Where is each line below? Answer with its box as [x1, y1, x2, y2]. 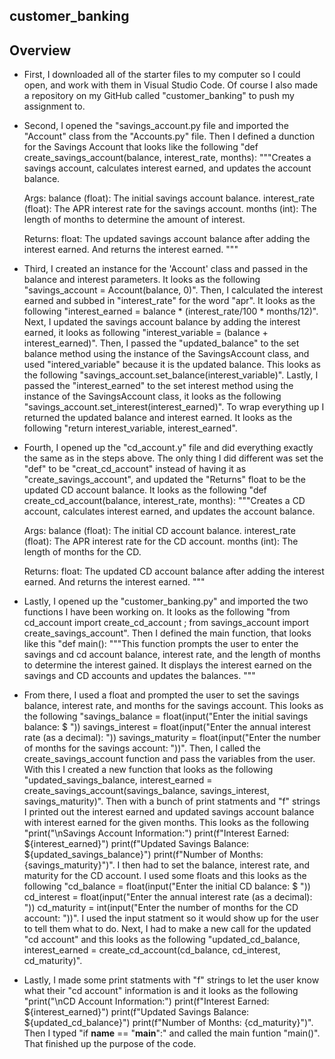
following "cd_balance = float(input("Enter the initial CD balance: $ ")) [23, 880, 311, 893]
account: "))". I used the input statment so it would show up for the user [23, 912, 319, 924]
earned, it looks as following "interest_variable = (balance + [23, 327, 269, 339]
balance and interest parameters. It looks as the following [23, 274, 261, 286]
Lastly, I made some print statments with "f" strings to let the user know [23, 974, 320, 986]
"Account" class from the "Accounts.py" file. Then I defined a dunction [23, 130, 316, 143]
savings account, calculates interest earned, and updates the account [23, 162, 312, 174]
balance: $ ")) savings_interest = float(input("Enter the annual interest [23, 721, 311, 733]
